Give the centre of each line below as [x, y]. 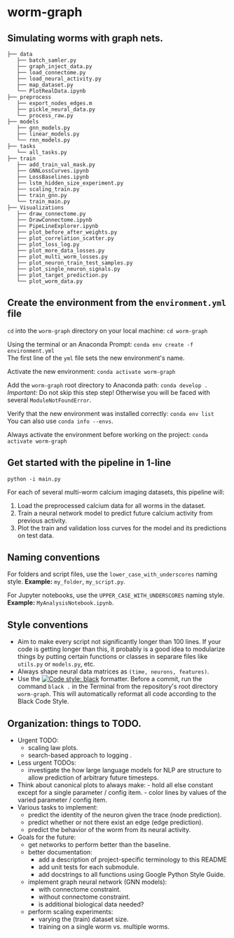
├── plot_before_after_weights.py [67, 232]
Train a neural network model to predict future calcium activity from [115, 513]
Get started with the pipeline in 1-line [89, 463]
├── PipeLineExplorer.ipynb [57, 226]
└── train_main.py [43, 201]
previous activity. [42, 521]
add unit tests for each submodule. [89, 867]
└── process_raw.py [45, 116]
